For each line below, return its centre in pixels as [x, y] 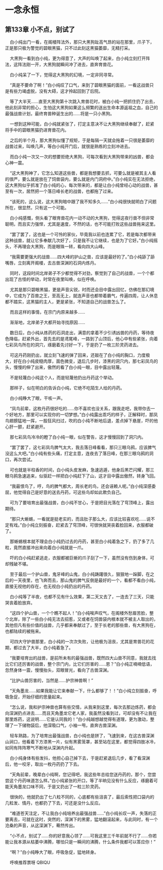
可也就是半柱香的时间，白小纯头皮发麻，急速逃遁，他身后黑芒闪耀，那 [80, 470]
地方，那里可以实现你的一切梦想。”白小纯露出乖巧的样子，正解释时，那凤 [86, 415]
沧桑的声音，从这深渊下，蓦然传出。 [41, 825]
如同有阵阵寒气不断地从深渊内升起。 [41, 748]
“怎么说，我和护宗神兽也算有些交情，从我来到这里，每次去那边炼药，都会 [83, 707]
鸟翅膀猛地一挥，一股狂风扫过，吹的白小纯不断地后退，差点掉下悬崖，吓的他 [81, 421]
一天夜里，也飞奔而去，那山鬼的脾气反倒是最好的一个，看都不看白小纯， [86, 580]
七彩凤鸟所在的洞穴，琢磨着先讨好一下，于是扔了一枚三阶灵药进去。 [73, 345]
